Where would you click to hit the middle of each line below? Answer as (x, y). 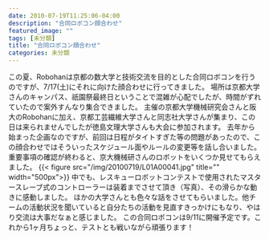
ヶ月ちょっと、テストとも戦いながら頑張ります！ (113, 227)
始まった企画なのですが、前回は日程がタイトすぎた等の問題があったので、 (131, 137)
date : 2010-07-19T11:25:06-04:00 (64, 16)
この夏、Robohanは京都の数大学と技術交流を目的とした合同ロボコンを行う (132, 77)
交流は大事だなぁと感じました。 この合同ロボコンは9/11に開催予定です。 (134, 217)
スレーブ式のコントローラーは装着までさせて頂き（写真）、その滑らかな (132, 187)
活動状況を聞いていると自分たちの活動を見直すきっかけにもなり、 (138, 207)
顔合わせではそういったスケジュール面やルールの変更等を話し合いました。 (138, 147)
